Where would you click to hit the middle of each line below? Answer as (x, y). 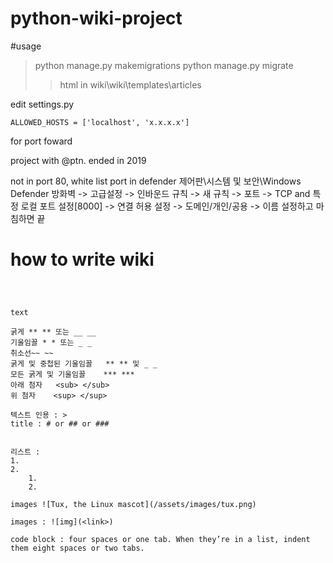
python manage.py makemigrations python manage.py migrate (164, 65)
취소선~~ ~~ (32, 353)
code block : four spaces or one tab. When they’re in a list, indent (160, 539)
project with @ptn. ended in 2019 (78, 160)
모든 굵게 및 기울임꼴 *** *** (72, 374)
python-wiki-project (96, 18)
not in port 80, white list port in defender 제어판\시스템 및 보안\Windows (156, 181)
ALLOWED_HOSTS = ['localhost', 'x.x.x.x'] (100, 122)
